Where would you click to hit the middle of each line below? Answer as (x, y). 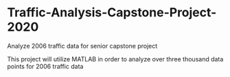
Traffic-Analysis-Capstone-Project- (112, 13)
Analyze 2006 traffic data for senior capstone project (82, 46)
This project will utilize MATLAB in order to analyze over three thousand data (115, 59)
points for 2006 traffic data (45, 66)
